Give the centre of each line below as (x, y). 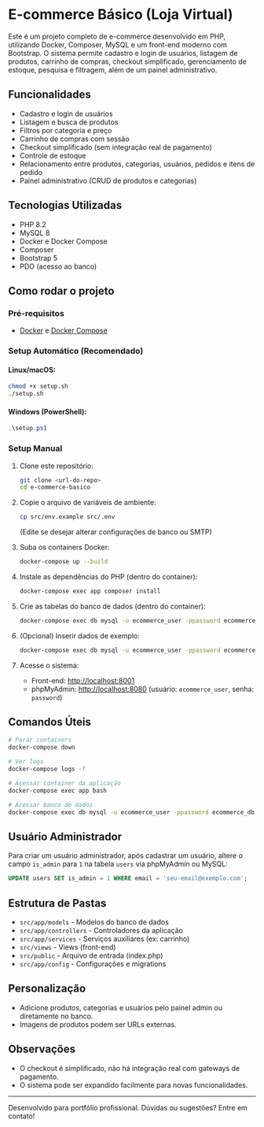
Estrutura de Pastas (57, 903)
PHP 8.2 (33, 224)
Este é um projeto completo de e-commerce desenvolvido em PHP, (117, 36)
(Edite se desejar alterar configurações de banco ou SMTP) (115, 532)
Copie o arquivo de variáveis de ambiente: (88, 503)
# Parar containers (40, 740)
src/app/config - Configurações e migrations (93, 964)
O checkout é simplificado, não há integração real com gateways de (130, 1068)
